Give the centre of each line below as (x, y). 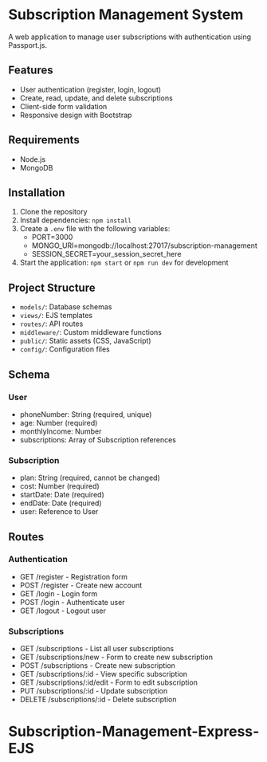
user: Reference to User (59, 512)
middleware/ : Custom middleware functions (90, 332)
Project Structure (52, 287)
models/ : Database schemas (66, 307)
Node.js (33, 159)
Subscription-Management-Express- (134, 732)
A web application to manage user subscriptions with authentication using (130, 37)
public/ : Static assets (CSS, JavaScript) (85, 341)
